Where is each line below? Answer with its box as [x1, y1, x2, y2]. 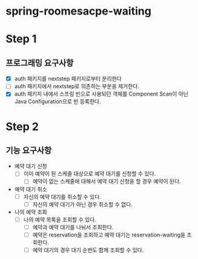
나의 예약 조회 [14, 208, 47, 215]
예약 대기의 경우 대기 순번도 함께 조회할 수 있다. [32, 246, 144, 254]
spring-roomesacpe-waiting [5, 4, 152, 18]
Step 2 [5, 120, 39, 133]
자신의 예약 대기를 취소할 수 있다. [23, 193, 101, 200]
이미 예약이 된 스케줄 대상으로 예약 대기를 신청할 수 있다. [23, 170, 156, 178]
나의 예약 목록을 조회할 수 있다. [23, 216, 96, 223]
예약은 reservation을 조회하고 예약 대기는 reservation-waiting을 [32, 231, 186, 238]
